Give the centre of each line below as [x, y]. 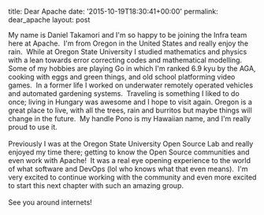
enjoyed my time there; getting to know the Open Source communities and [129, 152]
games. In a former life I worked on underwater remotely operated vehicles [131, 85]
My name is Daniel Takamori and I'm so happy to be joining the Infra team [128, 35]
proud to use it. [33, 127]
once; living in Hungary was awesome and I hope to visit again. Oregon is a [130, 102]
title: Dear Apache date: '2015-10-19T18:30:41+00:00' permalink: [113, 11]
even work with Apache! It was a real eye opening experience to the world [129, 160]
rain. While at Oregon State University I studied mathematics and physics [128, 52]
